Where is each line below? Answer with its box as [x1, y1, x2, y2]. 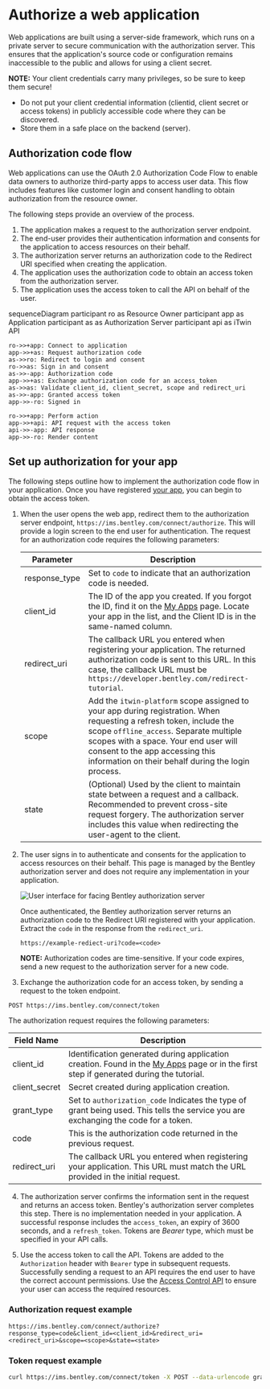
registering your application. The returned [88, 644, 246, 655]
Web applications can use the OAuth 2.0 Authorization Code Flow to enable [8, 167, 259, 178]
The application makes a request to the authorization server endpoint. [19, 225, 252, 234]
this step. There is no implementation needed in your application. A [19, 1209, 243, 1218]
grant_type [12, 1104, 54, 1115]
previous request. [67, 1137, 135, 1148]
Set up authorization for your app [8, 455, 178, 468]
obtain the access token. [8, 493, 90, 503]
